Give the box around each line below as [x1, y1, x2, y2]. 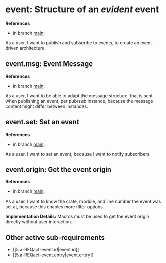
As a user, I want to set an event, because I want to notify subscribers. [5, 151, 151, 157]
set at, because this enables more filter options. [5, 204, 104, 210]
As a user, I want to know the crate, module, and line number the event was [5, 198, 161, 205]
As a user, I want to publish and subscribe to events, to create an [5, 39, 140, 46]
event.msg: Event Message [5, 59, 93, 69]
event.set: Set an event [5, 118, 79, 126]
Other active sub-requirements [5, 233, 105, 242]
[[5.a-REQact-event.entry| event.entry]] [12, 252, 94, 258]
